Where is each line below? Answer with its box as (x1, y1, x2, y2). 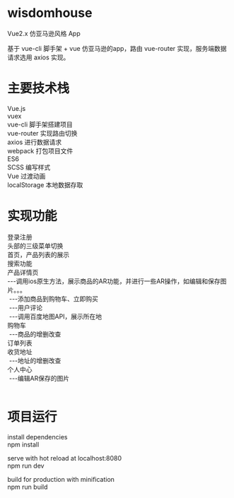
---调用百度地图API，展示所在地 (8, 312, 103, 321)
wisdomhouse (7, 5, 93, 21)
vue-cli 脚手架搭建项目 (7, 120, 73, 129)
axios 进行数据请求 (7, 138, 62, 146)
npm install (7, 440, 40, 449)
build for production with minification (7, 475, 115, 483)
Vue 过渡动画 (7, 172, 46, 180)
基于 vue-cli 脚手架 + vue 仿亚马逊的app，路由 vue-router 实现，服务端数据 (7, 44, 228, 52)
